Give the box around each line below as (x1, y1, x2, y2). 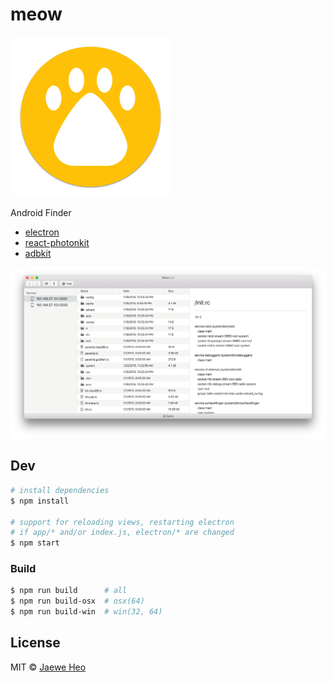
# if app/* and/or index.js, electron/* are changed (10, 528, 235, 538)
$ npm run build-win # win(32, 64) (10, 607, 163, 617)
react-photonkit (24, 236, 90, 248)
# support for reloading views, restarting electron (10, 517, 235, 527)
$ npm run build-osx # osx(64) (10, 596, 145, 607)
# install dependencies (10, 485, 110, 495)
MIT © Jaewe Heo (10, 661, 87, 673)
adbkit (24, 247, 52, 259)
